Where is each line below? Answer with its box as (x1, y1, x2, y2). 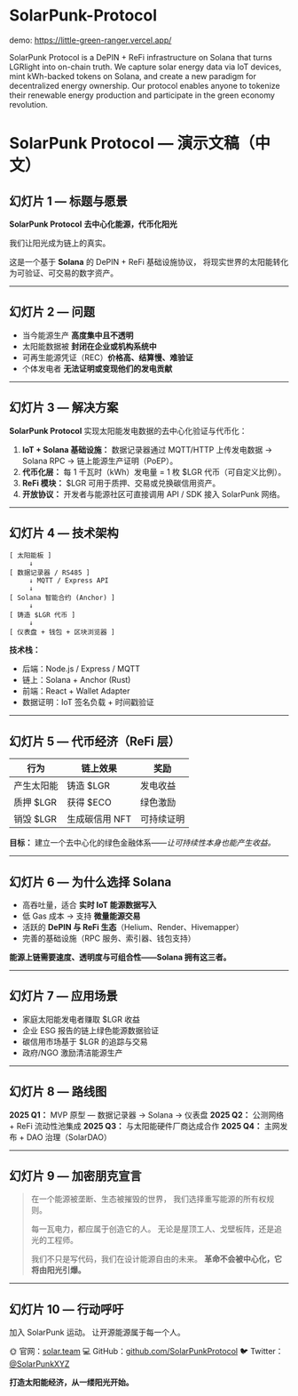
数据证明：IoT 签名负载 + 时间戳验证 (21, 697, 154, 708)
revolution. (9, 99, 49, 109)
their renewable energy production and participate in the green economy (9, 90, 275, 100)
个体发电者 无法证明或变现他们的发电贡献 (21, 363, 173, 373)
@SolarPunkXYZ (9, 1359, 70, 1369)
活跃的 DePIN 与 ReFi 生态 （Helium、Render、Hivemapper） (21, 922, 244, 932)
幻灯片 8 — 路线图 (9, 1084, 107, 1099)
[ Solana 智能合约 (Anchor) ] (9, 593, 115, 603)
